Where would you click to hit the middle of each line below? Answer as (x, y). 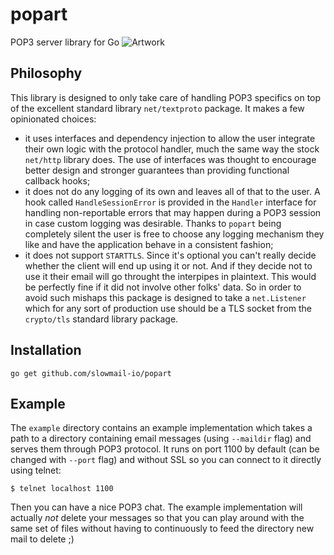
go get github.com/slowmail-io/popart (91, 373)
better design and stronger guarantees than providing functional (157, 170)
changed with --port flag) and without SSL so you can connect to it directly (166, 460)
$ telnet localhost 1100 (62, 489)
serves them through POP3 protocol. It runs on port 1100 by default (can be (165, 449)
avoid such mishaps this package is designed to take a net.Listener (165, 297)
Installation (46, 350)
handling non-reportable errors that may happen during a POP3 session (173, 212)
